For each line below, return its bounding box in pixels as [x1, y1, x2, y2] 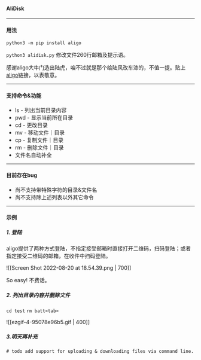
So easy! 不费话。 [6, 277, 50, 284]
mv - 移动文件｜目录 [14, 129, 65, 136]
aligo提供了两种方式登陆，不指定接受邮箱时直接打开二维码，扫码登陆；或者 [6, 245, 191, 252]
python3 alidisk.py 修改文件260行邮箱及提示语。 [6, 51, 129, 59]
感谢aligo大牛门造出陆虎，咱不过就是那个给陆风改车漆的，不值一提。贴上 [6, 64, 186, 71]
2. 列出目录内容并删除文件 [6, 291, 71, 298]
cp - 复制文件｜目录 [14, 136, 64, 144]
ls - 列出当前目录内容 [14, 106, 67, 114]
